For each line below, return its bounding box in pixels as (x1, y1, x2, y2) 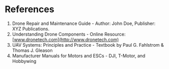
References (5, 4, 54, 15)
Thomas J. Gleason (12, 47, 53, 53)
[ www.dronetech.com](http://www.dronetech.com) (12, 37, 119, 43)
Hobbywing (12, 58, 37, 64)
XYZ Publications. (12, 25, 50, 31)
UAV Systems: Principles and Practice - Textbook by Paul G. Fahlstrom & (12, 42, 164, 48)
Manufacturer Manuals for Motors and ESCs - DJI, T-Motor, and (12, 52, 146, 59)
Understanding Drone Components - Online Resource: (12, 31, 126, 37)
